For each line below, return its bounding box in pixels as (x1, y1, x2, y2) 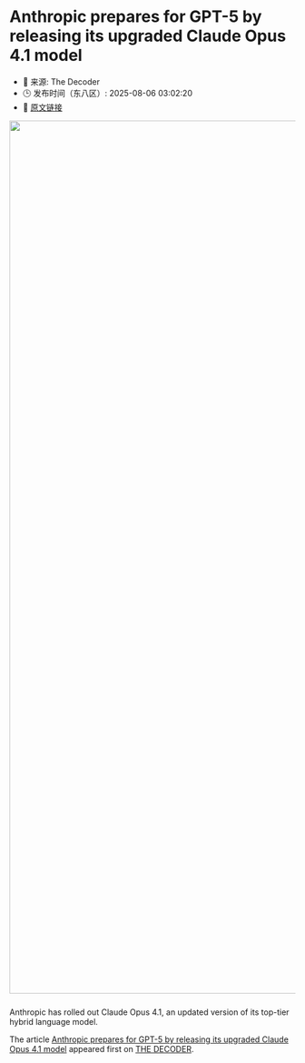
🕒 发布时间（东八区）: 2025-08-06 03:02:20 (22, 87, 193, 98)
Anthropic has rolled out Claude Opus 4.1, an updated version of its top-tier (9, 1007, 290, 1018)
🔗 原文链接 (22, 102, 63, 113)
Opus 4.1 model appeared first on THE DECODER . (9, 1043, 194, 1054)
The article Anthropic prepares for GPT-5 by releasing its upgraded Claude (9, 1034, 289, 1045)
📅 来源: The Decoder (22, 75, 100, 87)
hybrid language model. (9, 1016, 98, 1027)
